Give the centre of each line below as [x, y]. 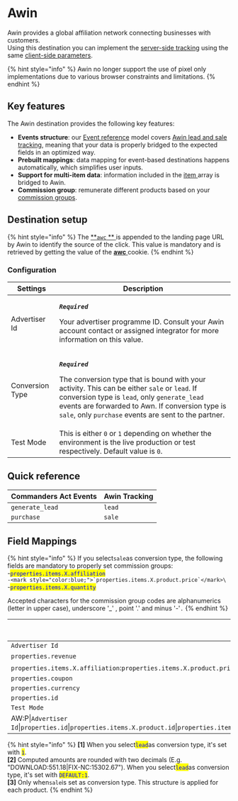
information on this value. [101, 340]
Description [143, 289]
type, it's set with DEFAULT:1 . [49, 775]
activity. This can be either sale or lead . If [128, 388]
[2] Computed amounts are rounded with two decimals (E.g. [95, 760]
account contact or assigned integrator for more [139, 330]
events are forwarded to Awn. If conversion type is [143, 405]
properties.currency [45, 688]
